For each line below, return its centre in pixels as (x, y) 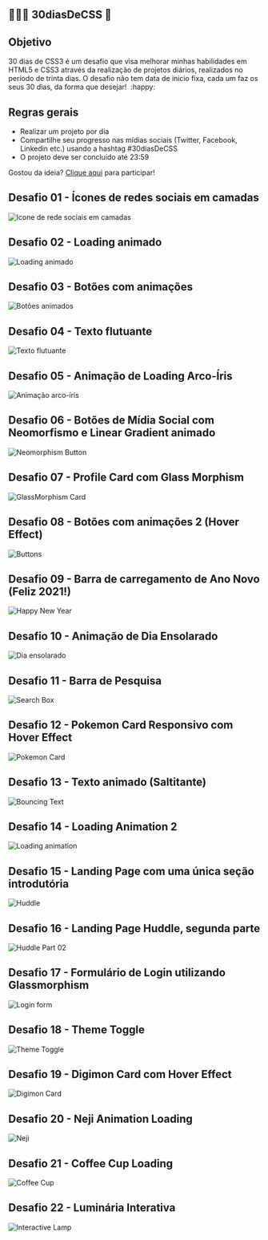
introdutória (39, 883)
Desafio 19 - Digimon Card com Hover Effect (120, 1074)
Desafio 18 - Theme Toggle (77, 1030)
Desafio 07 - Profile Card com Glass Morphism (126, 478)
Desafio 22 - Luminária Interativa (92, 1208)
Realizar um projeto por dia (64, 132)
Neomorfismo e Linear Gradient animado (112, 433)
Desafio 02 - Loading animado (85, 243)
